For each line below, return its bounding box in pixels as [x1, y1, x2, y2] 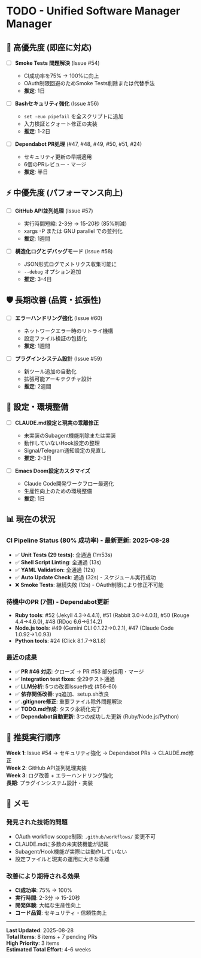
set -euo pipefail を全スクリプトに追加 [23, 113, 124, 120]
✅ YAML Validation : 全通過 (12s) [14, 566, 96, 573]
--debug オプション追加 [23, 268, 81, 276]
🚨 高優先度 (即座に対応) [6, 42, 92, 52]
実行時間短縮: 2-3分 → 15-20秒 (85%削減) [23, 220, 127, 227]
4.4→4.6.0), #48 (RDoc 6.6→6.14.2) [14, 618, 103, 625]
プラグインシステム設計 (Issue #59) [14, 355, 103, 362]
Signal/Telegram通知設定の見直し [23, 447, 106, 454]
